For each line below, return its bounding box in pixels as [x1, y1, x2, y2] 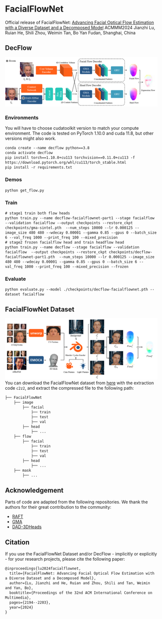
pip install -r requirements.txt [5, 165, 73, 170]
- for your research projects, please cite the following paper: [5, 556, 125, 562]
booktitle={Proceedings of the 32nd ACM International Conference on [9, 590, 152, 596]
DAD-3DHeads [12, 524, 42, 530]
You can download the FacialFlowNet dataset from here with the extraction [5, 380, 154, 386]
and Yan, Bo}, [5, 585, 34, 591]
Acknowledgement [5, 486, 64, 494]
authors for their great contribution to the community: [5, 504, 112, 510]
